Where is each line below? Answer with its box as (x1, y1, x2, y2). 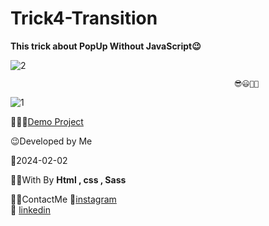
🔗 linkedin (10, 203, 51, 216)
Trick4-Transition (10, 7, 158, 30)
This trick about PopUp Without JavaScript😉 (10, 40, 202, 52)
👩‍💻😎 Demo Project (10, 115, 84, 127)
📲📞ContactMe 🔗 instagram (10, 193, 117, 205)
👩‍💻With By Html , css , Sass (10, 173, 127, 186)
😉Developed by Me (10, 135, 93, 147)
